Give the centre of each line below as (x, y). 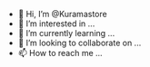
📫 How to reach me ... (60, 53)
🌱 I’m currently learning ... (66, 33)
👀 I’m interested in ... (56, 24)
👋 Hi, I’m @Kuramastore (62, 14)
